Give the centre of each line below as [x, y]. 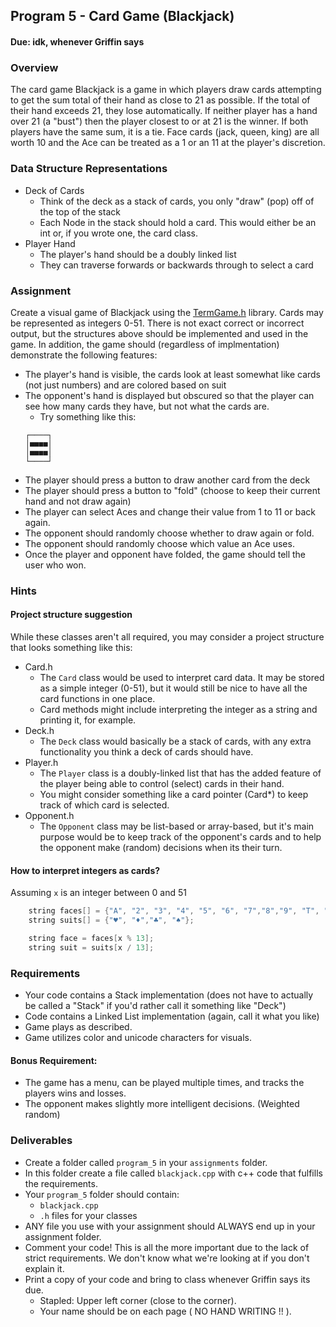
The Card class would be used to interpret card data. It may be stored [182, 677]
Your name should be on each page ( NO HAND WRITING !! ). [165, 1311]
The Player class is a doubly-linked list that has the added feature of [180, 773]
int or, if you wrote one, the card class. [119, 233]
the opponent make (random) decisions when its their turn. [161, 847]
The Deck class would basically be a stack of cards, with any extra [175, 741]
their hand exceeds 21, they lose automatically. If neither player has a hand [164, 111]
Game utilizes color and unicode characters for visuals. [138, 1037]
